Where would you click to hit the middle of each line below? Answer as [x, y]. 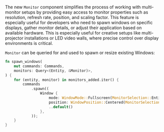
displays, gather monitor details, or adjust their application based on [73, 28]
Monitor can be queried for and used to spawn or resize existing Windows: [80, 53]
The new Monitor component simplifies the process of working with [73, 7]
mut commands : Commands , [39, 66]
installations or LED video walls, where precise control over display [92, 38]
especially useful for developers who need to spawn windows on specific [79, 22]
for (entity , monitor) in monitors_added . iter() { [66, 80]
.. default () [61, 107]
